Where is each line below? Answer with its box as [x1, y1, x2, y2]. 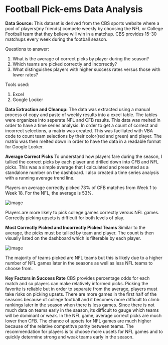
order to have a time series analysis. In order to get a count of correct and [5, 122, 158, 128]
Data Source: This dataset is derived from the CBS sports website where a [5, 20, 159, 26]
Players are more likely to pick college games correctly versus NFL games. [5, 209, 159, 215]
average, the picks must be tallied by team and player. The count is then [5, 230, 154, 236]
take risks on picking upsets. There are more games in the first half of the [5, 291, 157, 297]
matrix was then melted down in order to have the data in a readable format [5, 138, 161, 144]
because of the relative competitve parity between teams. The [5, 323, 134, 329]
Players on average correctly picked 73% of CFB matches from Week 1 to [5, 185, 157, 191]
